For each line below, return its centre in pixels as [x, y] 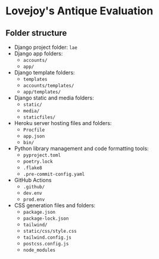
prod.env [34, 199]
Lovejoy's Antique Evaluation [79, 11]
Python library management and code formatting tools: [82, 148]
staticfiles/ [39, 117]
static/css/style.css [50, 231]
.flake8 [32, 168]
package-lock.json [46, 219]
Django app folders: [38, 54]
